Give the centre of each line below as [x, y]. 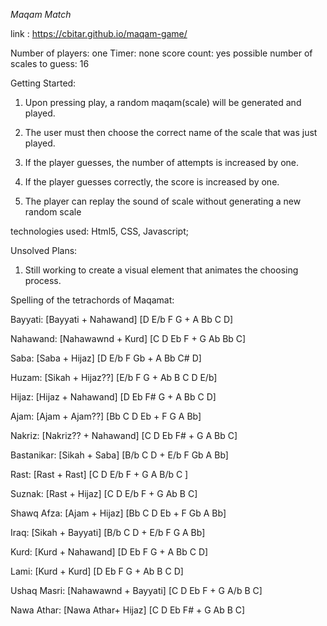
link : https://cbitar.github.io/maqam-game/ [99, 33]
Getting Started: [43, 83]
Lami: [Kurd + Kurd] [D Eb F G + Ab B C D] [97, 571]
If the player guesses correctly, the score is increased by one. [152, 182]
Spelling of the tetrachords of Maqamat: [92, 300]
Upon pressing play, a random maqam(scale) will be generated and [163, 102]
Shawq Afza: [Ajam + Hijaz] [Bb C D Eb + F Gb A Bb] [118, 513]
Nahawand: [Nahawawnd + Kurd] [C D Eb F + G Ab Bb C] [128, 338]
